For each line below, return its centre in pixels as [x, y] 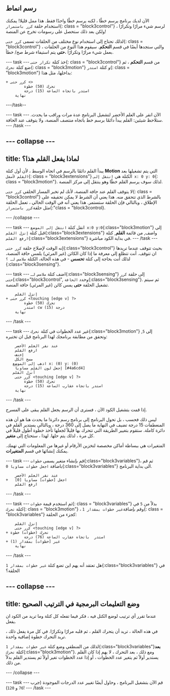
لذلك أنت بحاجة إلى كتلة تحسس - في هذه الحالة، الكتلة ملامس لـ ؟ [68, 259]
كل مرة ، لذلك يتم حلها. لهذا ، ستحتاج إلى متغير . [50, 436]
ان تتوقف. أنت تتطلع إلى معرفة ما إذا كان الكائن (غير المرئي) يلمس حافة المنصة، [81, 254]
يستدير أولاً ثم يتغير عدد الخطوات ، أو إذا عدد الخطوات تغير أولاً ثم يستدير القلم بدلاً [82, 657]
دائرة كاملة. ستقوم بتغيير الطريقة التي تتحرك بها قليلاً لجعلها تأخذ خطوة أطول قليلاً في [85, 430]
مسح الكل [24, 359]
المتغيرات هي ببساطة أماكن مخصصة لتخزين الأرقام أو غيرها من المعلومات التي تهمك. [86, 446]
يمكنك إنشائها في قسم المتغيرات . [37, 451]
